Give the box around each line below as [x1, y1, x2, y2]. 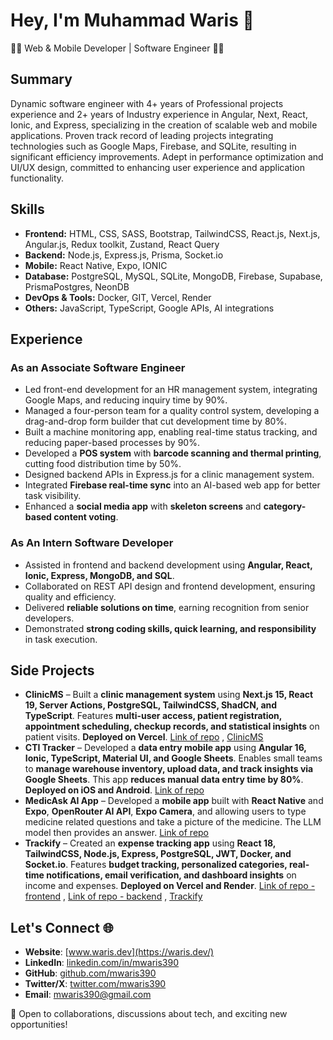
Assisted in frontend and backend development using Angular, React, [24, 559, 313, 571]
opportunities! [10, 1019, 68, 1031]
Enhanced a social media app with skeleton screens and [24, 500, 262, 513]
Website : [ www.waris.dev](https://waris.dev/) [24, 946, 215, 958]
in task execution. [24, 633, 98, 645]
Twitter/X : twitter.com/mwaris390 [24, 978, 167, 990]
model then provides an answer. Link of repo [24, 827, 210, 839]
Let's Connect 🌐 [10, 919, 114, 936]
